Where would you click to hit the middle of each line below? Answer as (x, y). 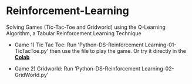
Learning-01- (161, 45)
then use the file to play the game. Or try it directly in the (118, 51)
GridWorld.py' (31, 75)
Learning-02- (158, 68)
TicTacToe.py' (31, 51)
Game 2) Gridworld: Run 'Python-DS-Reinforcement (78, 68)
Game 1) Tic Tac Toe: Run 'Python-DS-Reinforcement (79, 45)
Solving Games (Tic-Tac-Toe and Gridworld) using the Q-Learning (86, 27)
